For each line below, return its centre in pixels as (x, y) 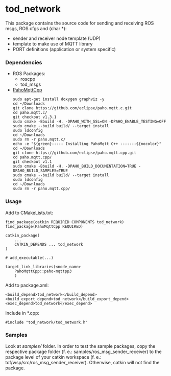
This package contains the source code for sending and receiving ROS (80, 23)
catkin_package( (22, 236)
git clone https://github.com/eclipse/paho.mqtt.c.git (72, 108)
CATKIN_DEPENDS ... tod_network (49, 244)
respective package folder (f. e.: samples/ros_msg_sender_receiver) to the (83, 351)
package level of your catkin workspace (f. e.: (53, 357)
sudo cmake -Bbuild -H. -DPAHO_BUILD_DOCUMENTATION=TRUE (75, 167)
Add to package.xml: (27, 285)
